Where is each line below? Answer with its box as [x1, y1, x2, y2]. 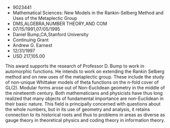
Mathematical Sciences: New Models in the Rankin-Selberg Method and [12, 10, 164, 16]
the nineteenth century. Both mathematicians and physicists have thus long [5, 90, 163, 96]
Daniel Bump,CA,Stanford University [12, 32, 89, 37]
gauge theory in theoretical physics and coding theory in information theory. [5, 117, 165, 123]
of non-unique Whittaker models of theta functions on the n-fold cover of [5, 79, 159, 85]
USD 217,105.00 [12, 53, 45, 59]
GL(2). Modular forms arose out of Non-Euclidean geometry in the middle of [5, 85, 165, 91]
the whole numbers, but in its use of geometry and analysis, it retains [5, 107, 150, 112]
